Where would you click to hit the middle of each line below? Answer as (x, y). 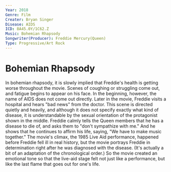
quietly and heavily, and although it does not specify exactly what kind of (82, 110)
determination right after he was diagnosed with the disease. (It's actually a (84, 148)
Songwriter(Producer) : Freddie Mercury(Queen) (56, 39)
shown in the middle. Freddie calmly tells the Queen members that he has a (84, 120)
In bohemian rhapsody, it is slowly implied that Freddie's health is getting (82, 83)
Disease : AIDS (20, 24)
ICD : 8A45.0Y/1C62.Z (27, 29)
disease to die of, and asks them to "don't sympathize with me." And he (80, 126)
